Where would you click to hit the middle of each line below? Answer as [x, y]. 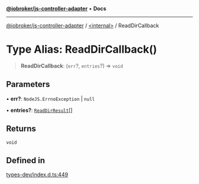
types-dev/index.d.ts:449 [37, 175]
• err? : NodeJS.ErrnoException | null [50, 99]
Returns [21, 129]
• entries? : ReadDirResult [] [39, 110]
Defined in [26, 160]
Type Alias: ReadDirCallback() [82, 49]
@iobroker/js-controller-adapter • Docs [56, 9]
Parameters [28, 84]
